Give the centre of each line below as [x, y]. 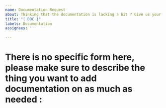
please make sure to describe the [75, 68]
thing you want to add [51, 78]
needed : [24, 100]
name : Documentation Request [35, 10]
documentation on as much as [69, 89]
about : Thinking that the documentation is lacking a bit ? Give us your [83, 14]
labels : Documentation [29, 24]
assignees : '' [20, 28]
